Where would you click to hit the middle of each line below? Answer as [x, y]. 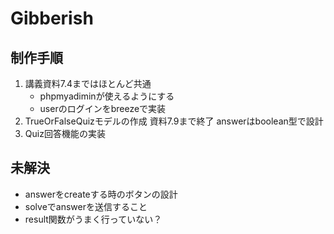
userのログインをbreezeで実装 [103, 108]
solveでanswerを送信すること [86, 206]
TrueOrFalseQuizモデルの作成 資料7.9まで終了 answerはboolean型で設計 [174, 121]
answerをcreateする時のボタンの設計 [101, 194]
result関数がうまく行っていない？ [93, 219]
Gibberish [52, 18]
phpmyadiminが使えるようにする [107, 96]
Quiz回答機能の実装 [65, 133]
